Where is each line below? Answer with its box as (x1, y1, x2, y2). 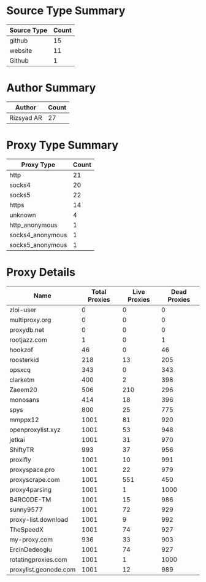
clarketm (9, 376, 35, 384)
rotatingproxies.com (9, 555, 67, 564)
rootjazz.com (9, 336, 47, 344)
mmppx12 (9, 415, 39, 424)
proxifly (9, 455, 32, 464)
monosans (9, 395, 40, 404)
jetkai (9, 435, 26, 444)
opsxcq (9, 365, 31, 374)
